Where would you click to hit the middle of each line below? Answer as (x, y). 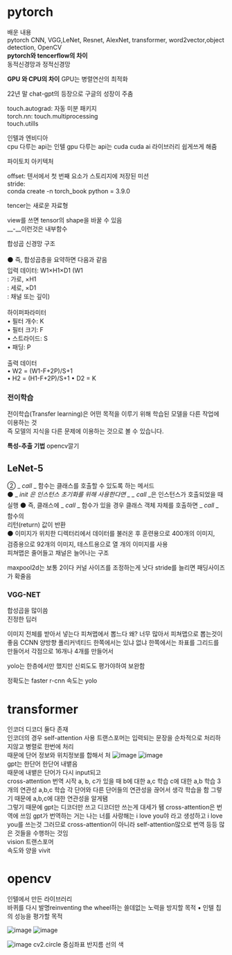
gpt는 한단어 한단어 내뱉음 (43, 764)
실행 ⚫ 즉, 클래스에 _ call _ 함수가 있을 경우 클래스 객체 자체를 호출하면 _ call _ (113, 505)
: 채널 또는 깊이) (29, 296)
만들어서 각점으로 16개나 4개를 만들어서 (61, 651)
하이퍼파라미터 (27, 312)
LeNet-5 (25, 468)
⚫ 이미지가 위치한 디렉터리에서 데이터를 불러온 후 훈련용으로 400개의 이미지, (111, 534)
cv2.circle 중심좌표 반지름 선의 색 (79, 945)
